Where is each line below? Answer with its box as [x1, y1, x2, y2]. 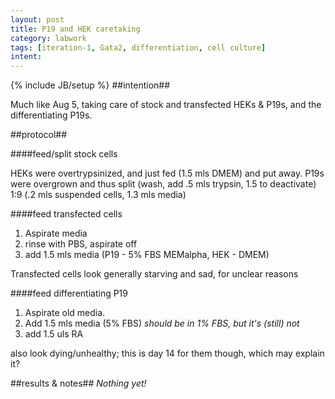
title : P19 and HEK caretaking [10, 24, 141, 34]
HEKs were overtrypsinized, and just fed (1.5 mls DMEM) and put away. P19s [10, 167, 325, 180]
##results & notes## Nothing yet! [10, 377, 147, 390]
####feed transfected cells [10, 208, 123, 220]
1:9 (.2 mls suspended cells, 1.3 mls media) [10, 189, 187, 201]
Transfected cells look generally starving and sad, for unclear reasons [10, 268, 299, 280]
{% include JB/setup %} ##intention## [10, 79, 171, 91]
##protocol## [10, 129, 68, 141]
